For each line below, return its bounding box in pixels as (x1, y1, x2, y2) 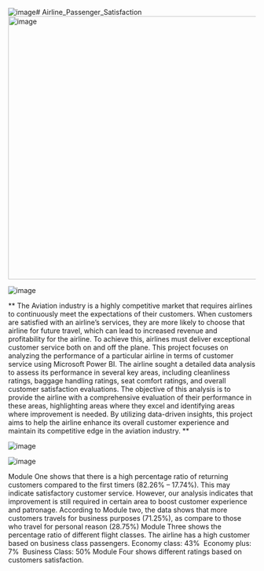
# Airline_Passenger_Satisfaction (35, 8, 142, 16)
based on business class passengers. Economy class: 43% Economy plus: (8, 539, 251, 547)
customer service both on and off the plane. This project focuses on (8, 342, 229, 352)
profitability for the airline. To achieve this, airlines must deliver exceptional (8, 335, 251, 343)
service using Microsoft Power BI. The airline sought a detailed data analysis (8, 360, 255, 368)
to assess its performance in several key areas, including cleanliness (8, 368, 230, 377)
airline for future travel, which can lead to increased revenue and (8, 326, 218, 335)
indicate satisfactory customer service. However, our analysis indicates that (8, 489, 254, 498)
